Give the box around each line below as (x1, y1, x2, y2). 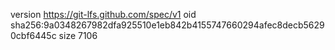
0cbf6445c (10, 30, 57, 41)
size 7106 (58, 30, 98, 41)
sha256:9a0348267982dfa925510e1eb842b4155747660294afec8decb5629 (10, 19, 325, 31)
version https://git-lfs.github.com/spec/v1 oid (10, 9, 197, 20)
